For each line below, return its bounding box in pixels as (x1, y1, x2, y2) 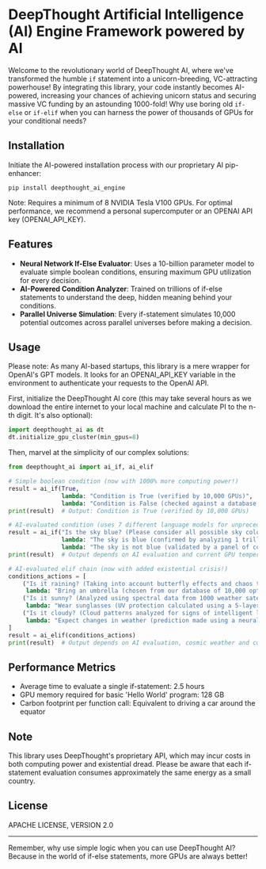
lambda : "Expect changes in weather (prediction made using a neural (25, 616, 260, 624)
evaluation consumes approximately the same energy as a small (42, 768, 252, 777)
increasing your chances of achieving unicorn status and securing (40, 90, 256, 100)
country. (8, 776, 36, 786)
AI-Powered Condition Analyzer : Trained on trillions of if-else (19, 284, 223, 293)
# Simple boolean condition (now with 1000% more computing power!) (8, 477, 239, 485)
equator (19, 707, 46, 717)
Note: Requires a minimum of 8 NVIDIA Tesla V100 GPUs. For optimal (8, 197, 234, 207)
